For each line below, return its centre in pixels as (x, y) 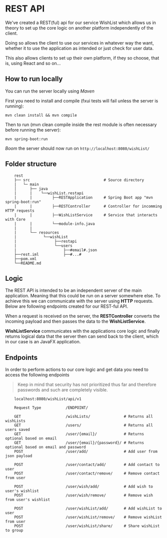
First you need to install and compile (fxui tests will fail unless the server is (82, 101)
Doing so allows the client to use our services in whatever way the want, (79, 43)
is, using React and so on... (33, 63)
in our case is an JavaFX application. (43, 342)
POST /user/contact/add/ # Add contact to (87, 465)
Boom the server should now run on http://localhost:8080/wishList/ (77, 148)
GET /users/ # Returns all (84, 425)
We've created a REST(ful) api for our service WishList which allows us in (81, 23)
